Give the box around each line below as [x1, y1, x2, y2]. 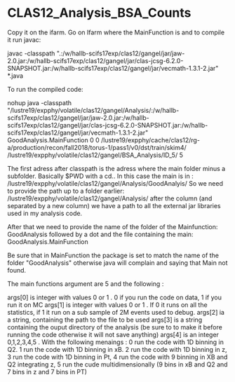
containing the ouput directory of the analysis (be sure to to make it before [7, 322, 222, 331]
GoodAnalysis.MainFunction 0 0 [7, 135, 100, 144]
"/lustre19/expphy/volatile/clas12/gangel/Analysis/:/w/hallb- [7, 106, 180, 114]
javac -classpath [7, 49, 55, 57]
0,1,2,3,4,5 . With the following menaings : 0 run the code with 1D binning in [7, 338, 224, 346]
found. [7, 266, 27, 274]
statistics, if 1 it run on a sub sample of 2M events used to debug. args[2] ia [7, 308, 224, 316]
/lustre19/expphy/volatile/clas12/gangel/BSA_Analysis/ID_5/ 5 [7, 151, 184, 159]
